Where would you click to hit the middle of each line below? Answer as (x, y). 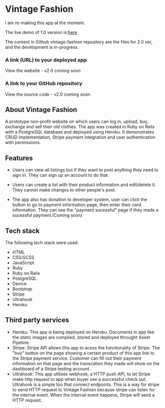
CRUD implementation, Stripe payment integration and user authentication (81, 137)
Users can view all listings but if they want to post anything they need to (85, 170)
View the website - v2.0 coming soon (43, 71)
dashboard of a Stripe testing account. (51, 369)
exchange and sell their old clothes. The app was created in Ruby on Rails (80, 127)
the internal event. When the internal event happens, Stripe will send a (83, 395)
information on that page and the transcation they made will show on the (86, 363)
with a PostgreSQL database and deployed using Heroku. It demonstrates (80, 132)
